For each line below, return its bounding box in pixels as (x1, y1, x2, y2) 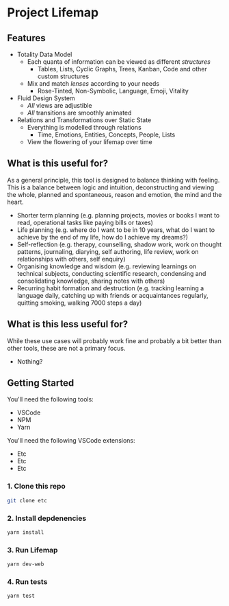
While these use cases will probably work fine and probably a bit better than (7, 336, 222, 345)
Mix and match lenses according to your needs (27, 80, 159, 87)
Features (7, 32, 46, 44)
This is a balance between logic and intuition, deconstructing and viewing (7, 183, 215, 191)
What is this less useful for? (7, 318, 129, 330)
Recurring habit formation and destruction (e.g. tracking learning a (16, 283, 204, 292)
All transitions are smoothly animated (27, 108, 132, 117)
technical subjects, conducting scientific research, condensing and (16, 269, 206, 277)
